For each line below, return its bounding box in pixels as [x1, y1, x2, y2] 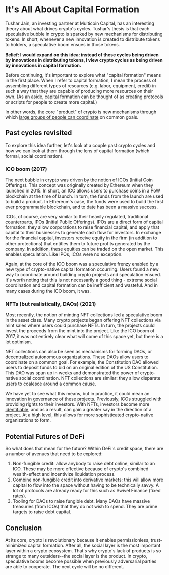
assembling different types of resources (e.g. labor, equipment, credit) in [5, 82, 156, 89]
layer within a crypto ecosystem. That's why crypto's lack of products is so [5, 547, 161, 554]
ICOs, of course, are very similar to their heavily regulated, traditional [5, 214, 149, 220]
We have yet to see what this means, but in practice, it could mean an [5, 391, 150, 397]
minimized [5, 542, 27, 548]
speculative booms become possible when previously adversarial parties [5, 558, 157, 564]
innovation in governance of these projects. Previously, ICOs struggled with [5, 396, 162, 402]
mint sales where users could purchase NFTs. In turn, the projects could [5, 322, 155, 329]
